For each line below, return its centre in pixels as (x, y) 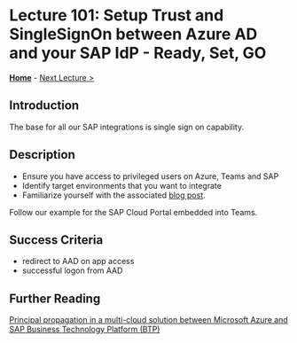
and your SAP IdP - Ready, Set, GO (138, 53)
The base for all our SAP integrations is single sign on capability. (127, 127)
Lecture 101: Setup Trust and (117, 16)
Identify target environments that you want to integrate (121, 185)
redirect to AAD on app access (78, 261)
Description (42, 155)
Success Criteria (56, 240)
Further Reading (55, 298)
